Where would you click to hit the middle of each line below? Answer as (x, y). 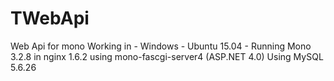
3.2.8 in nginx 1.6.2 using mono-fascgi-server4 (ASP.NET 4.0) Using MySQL (167, 56)
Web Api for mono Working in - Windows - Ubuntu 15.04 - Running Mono (161, 46)
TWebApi (50, 18)
